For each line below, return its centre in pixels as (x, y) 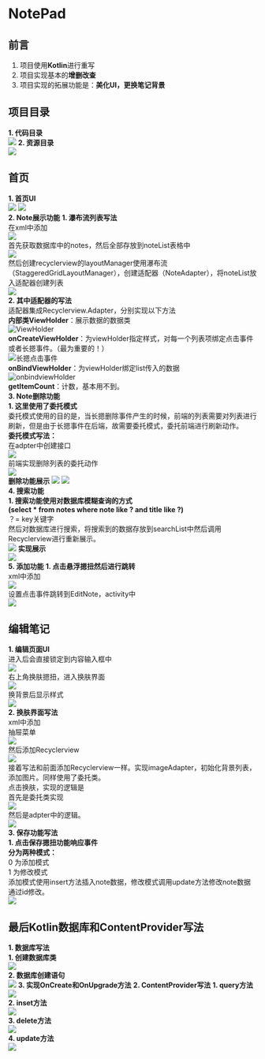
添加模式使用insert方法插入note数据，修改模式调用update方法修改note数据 (129, 882)
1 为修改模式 (28, 872)
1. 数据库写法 (29, 948)
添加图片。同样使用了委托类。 (56, 777)
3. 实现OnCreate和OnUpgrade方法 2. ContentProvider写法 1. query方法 (136, 985)
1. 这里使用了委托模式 (43, 406)
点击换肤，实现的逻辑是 (46, 788)
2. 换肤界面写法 (33, 713)
